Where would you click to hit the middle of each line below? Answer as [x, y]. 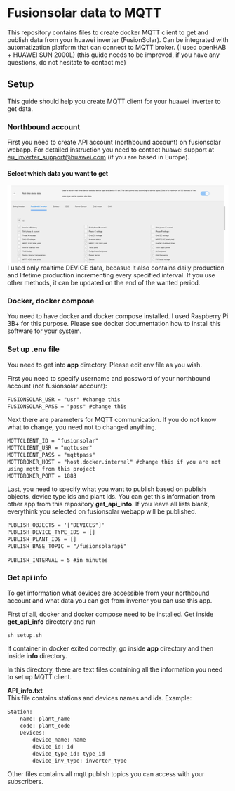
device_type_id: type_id [69, 754]
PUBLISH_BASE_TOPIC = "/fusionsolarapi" [67, 546]
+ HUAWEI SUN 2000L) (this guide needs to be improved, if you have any [113, 55]
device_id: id [53, 747]
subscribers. [25, 781]
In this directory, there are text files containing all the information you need [115, 669]
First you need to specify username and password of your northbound [109, 378]
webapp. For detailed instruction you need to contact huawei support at [111, 150]
